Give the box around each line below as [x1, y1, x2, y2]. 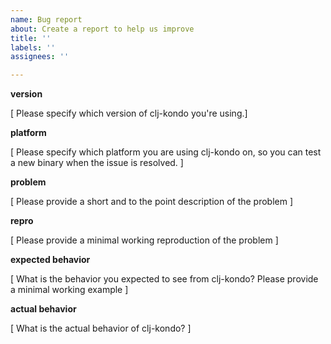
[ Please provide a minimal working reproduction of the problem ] [10, 234, 279, 246]
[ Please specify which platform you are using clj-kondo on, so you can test [10, 146, 322, 158]
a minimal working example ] [10, 284, 129, 296]
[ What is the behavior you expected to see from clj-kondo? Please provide [10, 273, 319, 285]
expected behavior [10, 254, 91, 266]
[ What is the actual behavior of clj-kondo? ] [10, 322, 192, 335]
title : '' [10, 33, 52, 43]
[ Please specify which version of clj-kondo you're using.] [10, 107, 248, 120]
